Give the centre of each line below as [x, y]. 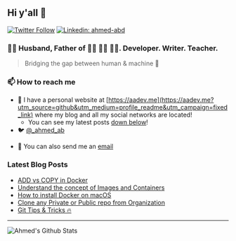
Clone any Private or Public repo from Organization [91, 202]
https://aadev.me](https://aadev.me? [161, 100]
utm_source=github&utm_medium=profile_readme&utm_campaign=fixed [123, 108]
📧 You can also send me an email [65, 146]
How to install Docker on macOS [64, 195]
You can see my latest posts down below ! [88, 122]
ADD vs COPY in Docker [53, 180]
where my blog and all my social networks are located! [113, 115]
